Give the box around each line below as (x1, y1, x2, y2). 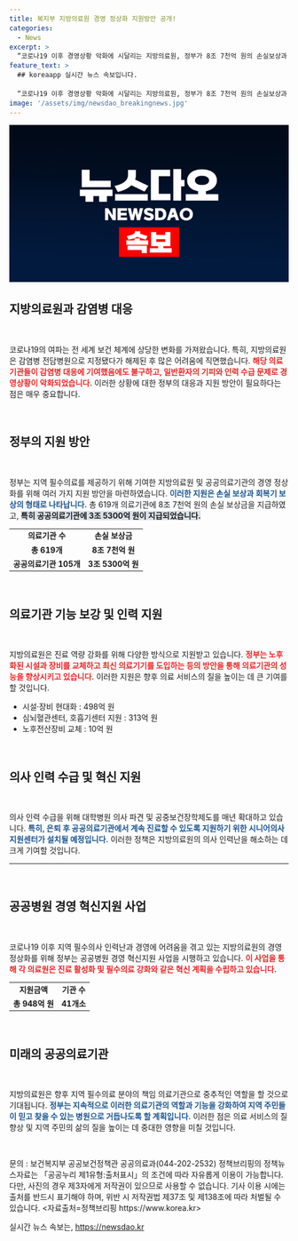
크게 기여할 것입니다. (9, 845, 81, 855)
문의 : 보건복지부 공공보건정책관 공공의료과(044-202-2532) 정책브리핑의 (9, 1158, 262, 1169)
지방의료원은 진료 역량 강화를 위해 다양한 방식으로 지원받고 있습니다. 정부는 (9, 649, 268, 660)
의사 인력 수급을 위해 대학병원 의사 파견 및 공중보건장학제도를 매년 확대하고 (9, 812, 268, 822)
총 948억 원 (12, 998, 55, 1008)
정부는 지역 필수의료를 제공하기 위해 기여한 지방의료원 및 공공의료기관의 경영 (9, 476, 272, 488)
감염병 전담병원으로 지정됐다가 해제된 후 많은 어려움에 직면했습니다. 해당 (18, 355, 268, 366)
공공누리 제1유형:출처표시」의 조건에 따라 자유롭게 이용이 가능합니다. (47, 1169, 284, 1181)
